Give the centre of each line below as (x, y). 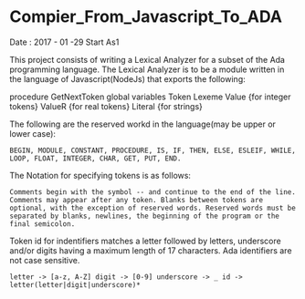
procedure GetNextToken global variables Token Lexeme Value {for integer (150, 97)
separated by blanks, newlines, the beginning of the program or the (145, 216)
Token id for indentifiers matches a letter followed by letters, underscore (145, 241)
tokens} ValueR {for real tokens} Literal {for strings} (106, 106)
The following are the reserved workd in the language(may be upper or (143, 124)
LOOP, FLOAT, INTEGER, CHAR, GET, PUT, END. (95, 158)
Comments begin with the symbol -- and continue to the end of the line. (153, 192)
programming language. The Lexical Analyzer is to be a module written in (147, 69)
